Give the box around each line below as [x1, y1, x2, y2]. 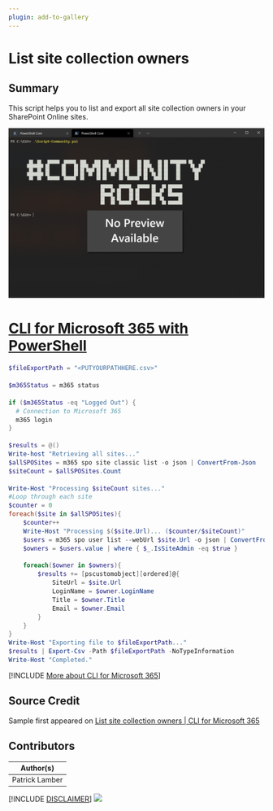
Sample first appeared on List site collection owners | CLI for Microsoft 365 [8, 716, 260, 726]
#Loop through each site [8, 493, 93, 501]
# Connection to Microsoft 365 [15, 407, 122, 415]
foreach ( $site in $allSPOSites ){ [8, 510, 122, 518]
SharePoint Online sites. [8, 111, 89, 121]
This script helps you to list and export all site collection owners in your [8, 102, 246, 113]
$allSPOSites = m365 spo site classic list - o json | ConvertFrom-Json [8, 458, 256, 467]
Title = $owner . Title [51, 595, 126, 604]
